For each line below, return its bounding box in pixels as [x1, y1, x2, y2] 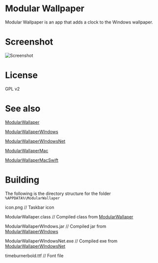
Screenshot [5, 36, 53, 48]
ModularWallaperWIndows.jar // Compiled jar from [5, 223, 107, 229]
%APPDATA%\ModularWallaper [5, 195, 60, 201]
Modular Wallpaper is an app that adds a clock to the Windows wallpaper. [5, 19, 153, 25]
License [5, 70, 38, 81]
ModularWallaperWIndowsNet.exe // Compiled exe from [5, 238, 118, 244]
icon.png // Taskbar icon [5, 204, 55, 210]
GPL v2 [5, 86, 20, 92]
